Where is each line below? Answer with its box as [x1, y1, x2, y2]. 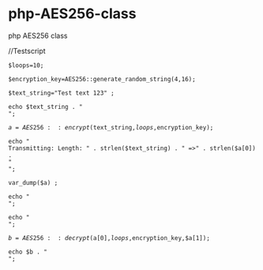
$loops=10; [8, 61, 44, 69]
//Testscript [8, 46, 46, 55]
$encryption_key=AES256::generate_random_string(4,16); [8, 75, 196, 83]
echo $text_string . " [8, 103, 83, 111]
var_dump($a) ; [8, 178, 58, 186]
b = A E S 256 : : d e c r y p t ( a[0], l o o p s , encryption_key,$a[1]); [8, 234, 211, 242]
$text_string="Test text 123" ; [8, 88, 115, 97]
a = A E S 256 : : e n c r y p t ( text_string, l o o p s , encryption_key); [8, 123, 214, 131]
